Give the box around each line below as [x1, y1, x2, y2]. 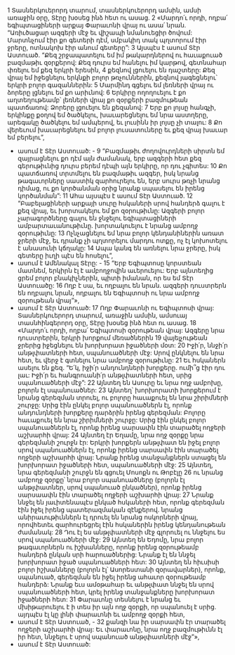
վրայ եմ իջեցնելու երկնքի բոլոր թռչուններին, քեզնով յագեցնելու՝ [7, 73, 217, 82]
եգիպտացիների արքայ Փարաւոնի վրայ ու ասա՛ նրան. [7, 21, 187, 29]
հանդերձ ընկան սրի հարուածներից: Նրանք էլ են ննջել [17, 550, 196, 559]
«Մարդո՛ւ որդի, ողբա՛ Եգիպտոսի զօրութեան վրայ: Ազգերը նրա [17, 326, 225, 334]
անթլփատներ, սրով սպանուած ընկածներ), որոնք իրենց [17, 483, 202, 491]
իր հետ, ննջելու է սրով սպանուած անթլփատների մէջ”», [17, 632, 200, 641]
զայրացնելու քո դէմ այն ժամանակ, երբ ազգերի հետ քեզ [17, 154, 202, 163]
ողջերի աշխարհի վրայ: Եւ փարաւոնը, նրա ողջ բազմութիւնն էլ [17, 625, 223, 633]
